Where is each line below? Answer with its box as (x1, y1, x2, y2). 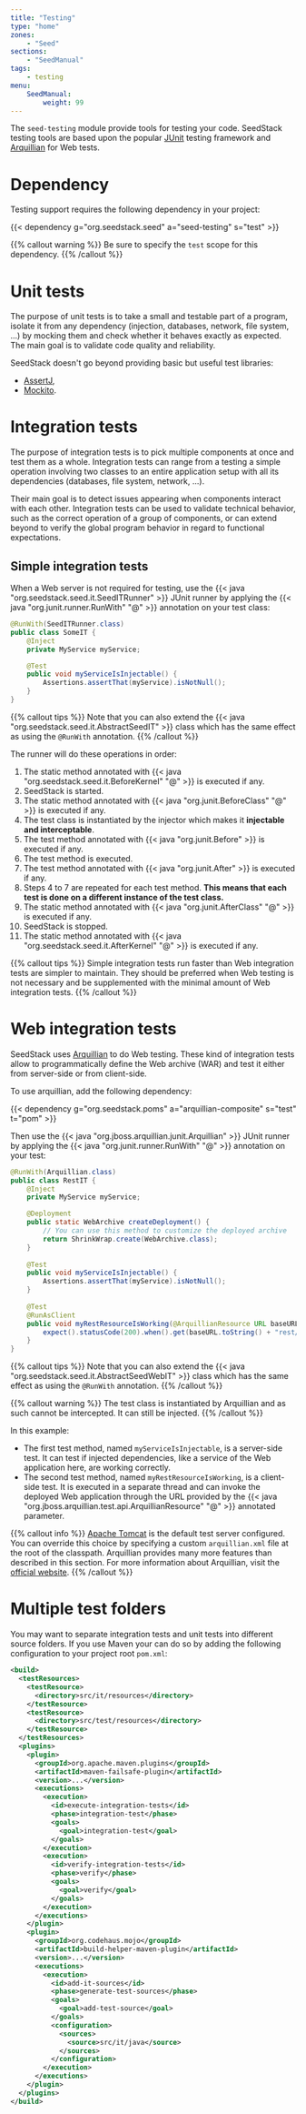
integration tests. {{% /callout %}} (10, 986, 137, 997)
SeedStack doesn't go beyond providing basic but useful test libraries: (10, 357, 274, 368)
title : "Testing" (10, 13, 76, 23)
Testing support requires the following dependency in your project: (10, 204, 261, 215)
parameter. (23, 1511, 64, 1522)
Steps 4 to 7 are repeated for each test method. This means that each (23, 881, 287, 892)
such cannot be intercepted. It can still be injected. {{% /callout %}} (10, 1407, 264, 1419)
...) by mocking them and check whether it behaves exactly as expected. (10, 330, 282, 341)
